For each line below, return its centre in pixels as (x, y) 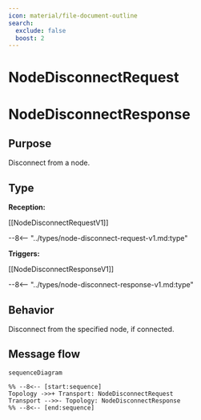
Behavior (31, 310)
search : (21, 23)
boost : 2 (30, 38)
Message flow (44, 354)
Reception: (27, 207)
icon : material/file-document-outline (73, 16)
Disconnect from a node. (49, 163)
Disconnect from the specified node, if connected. (91, 330)
